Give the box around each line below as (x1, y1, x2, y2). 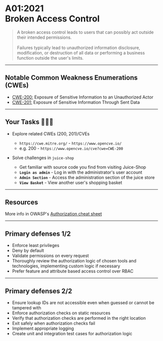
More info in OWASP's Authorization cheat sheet (5, 211, 102, 217)
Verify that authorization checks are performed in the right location (12, 315, 146, 321)
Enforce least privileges (12, 243, 60, 248)
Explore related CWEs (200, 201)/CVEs (12, 130, 90, 136)
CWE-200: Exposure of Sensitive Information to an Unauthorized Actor (12, 94, 154, 100)
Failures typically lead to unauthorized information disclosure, (16, 45, 141, 50)
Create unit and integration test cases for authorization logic (12, 331, 132, 336)
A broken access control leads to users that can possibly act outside (16, 29, 154, 35)
